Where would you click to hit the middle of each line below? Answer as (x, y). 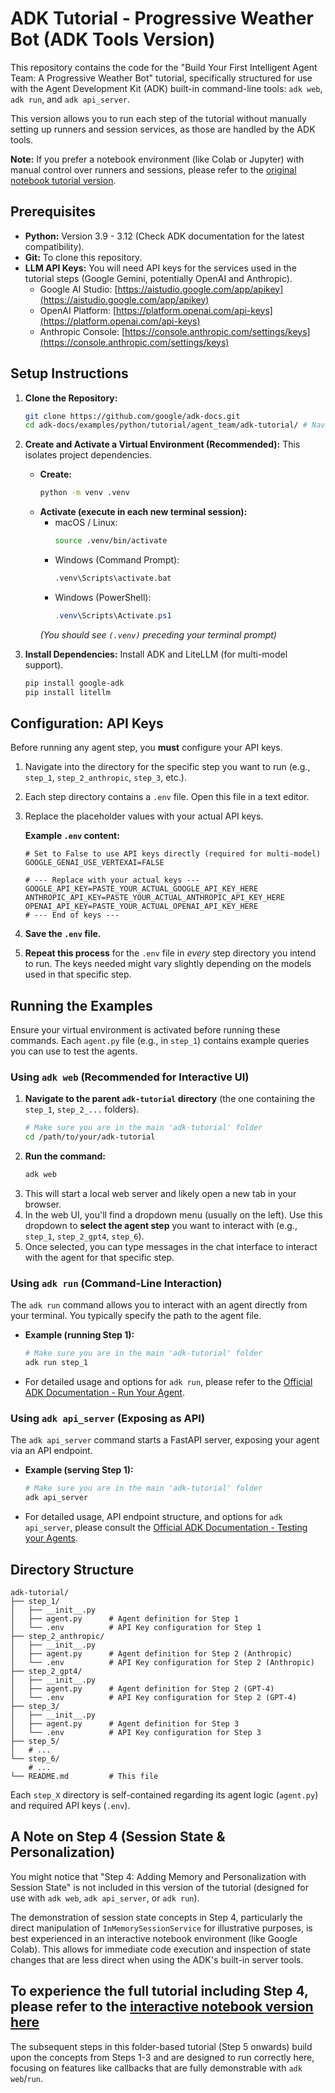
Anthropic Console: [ (82, 331)
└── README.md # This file (84, 1777)
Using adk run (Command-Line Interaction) (116, 1284)
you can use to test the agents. (74, 1051)
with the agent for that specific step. (99, 1258)
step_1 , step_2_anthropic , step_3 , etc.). (105, 778)
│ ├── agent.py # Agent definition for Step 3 (125, 1724)
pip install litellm (67, 692)
